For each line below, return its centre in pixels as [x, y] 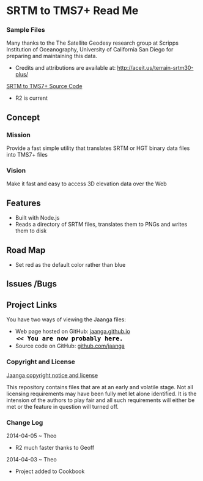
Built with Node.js [37, 218]
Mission [18, 135]
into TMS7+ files [27, 155]
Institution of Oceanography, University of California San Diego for [90, 50]
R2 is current [31, 98]
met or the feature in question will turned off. [63, 406]
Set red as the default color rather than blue [70, 265]
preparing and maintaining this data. [52, 56]
